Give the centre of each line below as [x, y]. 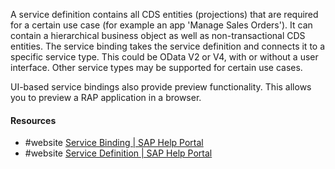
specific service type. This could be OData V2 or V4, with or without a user [164, 57]
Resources [33, 120]
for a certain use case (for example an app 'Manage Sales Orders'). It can [161, 25]
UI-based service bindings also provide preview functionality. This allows [161, 87]
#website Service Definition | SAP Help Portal [118, 153]
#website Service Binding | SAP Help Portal [114, 143]
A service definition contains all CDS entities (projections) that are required [164, 14]
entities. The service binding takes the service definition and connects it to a [168, 46]
